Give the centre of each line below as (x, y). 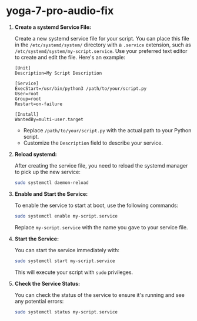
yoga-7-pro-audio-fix (60, 11)
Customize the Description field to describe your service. (93, 143)
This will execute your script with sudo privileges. (74, 272)
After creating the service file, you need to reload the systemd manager (101, 165)
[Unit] (23, 68)
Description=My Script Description (58, 73)
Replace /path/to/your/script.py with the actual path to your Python (107, 130)
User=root (27, 93)
